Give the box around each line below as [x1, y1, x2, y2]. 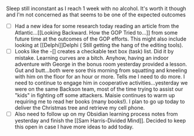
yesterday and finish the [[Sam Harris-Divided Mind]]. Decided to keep [14, 117, 186, 124]
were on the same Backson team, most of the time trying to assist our [14, 86, 183, 93]
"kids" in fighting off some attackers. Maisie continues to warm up [14, 92, 175, 99]
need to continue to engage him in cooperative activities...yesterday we [14, 79, 188, 87]
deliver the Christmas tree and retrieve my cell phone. [14, 104, 145, 111]
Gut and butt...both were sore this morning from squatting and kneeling [14, 67, 187, 74]
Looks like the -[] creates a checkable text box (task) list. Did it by [14, 48, 174, 55]
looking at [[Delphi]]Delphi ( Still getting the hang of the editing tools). [14, 42, 183, 49]
